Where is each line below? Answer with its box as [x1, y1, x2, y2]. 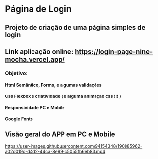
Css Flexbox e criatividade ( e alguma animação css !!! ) [5, 94, 122, 99]
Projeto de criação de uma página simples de [5, 23, 146, 32]
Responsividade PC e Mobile [5, 104, 65, 110]
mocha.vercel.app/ [5, 55, 65, 64]
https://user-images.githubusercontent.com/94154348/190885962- [5, 143, 143, 149]
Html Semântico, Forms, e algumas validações [5, 82, 102, 88]
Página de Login [5, 3, 72, 15]
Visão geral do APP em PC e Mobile [5, 130, 115, 138]
